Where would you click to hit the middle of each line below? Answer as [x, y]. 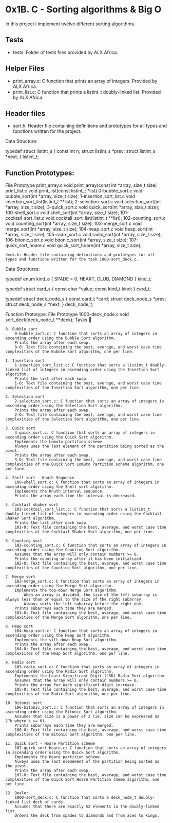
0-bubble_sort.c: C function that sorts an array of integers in [86, 334]
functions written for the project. [47, 131]
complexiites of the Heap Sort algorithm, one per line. [68, 654]
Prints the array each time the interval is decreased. [76, 496]
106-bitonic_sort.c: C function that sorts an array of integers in [89, 708]
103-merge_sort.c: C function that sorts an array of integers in [87, 582]
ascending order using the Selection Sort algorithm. [64, 406]
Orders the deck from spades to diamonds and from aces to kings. [87, 816]
